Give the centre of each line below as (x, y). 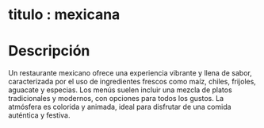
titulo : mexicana (64, 15)
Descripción (49, 51)
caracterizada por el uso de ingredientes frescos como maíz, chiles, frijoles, (132, 82)
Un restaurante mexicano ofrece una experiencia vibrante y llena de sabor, (130, 73)
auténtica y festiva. (39, 115)
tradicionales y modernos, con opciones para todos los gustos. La (116, 99)
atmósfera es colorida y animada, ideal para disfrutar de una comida (120, 107)
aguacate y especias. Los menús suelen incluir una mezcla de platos (120, 90)
